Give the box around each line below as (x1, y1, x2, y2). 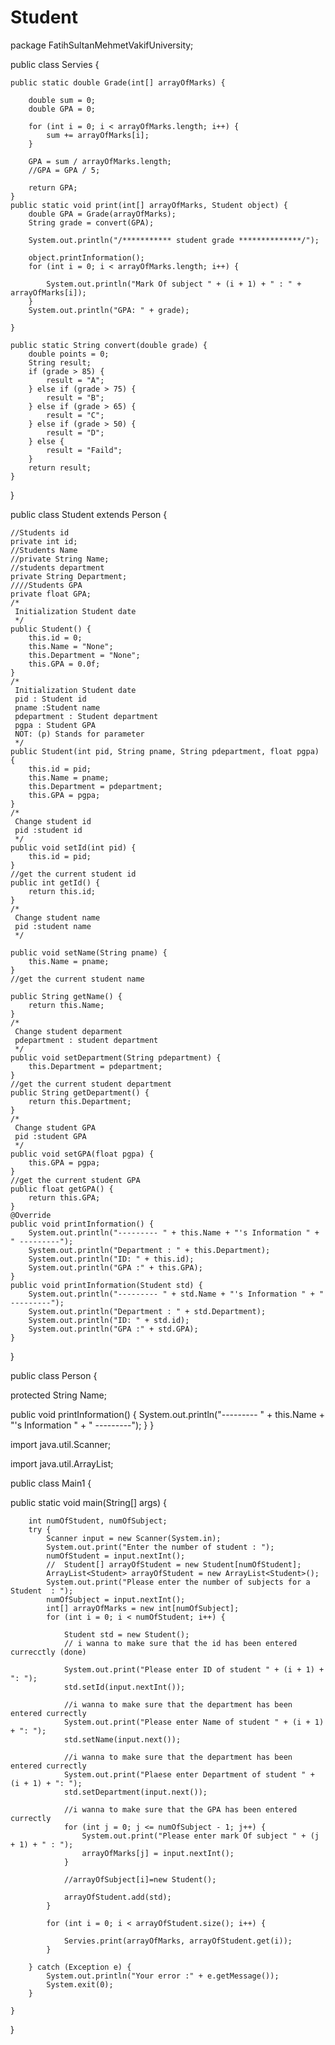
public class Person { (10, 1369, 98, 1381)
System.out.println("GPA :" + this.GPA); (28, 1262, 203, 1273)
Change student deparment (14, 1026, 123, 1036)
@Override (10, 1210, 52, 1220)
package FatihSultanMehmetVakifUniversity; (10, 39, 194, 51)
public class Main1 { (10, 1477, 92, 1489)
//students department (10, 562, 105, 573)
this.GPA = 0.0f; (28, 659, 101, 669)
